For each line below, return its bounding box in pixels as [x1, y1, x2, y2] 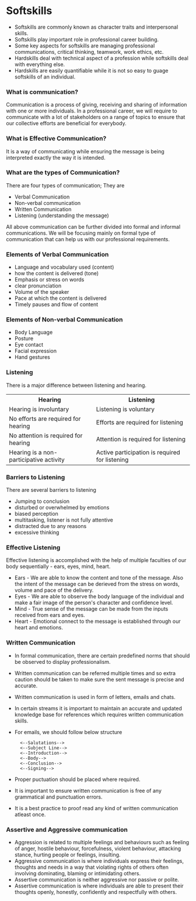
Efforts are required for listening [96, 418, 184, 426]
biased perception [14, 511, 58, 518]
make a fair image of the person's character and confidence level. [14, 599, 173, 607]
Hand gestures [14, 354, 51, 361]
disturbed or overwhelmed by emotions [14, 504, 110, 511]
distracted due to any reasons [14, 523, 87, 530]
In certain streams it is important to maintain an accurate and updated [14, 704, 182, 712]
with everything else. [14, 60, 65, 68]
